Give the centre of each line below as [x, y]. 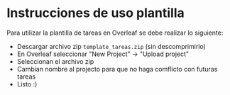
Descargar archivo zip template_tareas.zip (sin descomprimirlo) [111, 46]
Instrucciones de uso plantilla [96, 13]
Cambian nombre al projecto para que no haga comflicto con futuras [117, 69]
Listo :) [27, 84]
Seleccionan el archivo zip [55, 61]
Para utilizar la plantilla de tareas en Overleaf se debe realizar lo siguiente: [115, 33]
